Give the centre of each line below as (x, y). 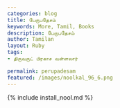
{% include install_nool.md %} (50, 97)
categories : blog (32, 13)
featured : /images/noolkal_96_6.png (60, 78)
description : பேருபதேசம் (41, 33)
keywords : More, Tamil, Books (51, 26)
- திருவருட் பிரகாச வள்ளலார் (43, 59)
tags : (15, 53)
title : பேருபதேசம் (32, 20)
